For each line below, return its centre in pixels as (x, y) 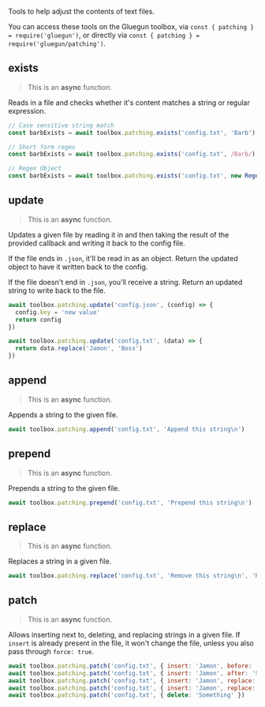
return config (38, 320)
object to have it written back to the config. (78, 267)
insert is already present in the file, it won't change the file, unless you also (131, 643)
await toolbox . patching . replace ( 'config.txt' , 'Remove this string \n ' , (128, 576)
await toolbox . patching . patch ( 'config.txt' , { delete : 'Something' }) (127, 695)
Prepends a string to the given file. (64, 488)
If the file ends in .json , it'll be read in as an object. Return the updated (123, 258)
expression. (27, 110)
